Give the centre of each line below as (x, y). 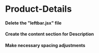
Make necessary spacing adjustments (45, 45)
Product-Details (38, 9)
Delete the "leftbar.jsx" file (33, 23)
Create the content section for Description (49, 34)
